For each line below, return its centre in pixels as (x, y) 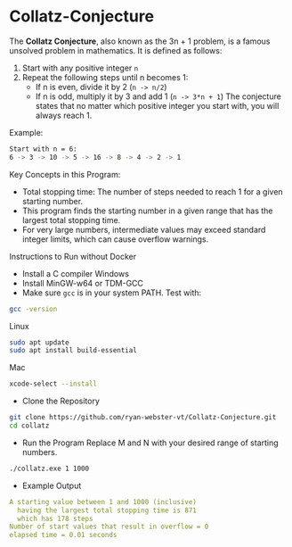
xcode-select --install (53, 384)
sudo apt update (39, 342)
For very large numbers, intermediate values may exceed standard (144, 229)
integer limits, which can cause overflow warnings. (115, 239)
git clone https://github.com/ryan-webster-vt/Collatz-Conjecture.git (143, 418)
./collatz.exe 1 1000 (49, 468)
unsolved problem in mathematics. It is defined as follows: (116, 50)
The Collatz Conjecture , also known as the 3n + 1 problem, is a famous (140, 41)
